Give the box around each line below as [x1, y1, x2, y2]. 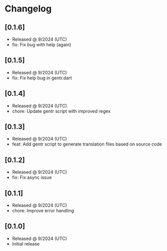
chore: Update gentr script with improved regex [12, 108, 111, 114]
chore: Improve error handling [12, 208, 74, 214]
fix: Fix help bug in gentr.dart [12, 75, 72, 81]
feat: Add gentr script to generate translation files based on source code [12, 141, 162, 147]
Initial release [12, 240, 40, 246]
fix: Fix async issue [12, 174, 52, 181]
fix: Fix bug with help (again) [12, 42, 71, 48]
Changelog [5, 3, 52, 15]
